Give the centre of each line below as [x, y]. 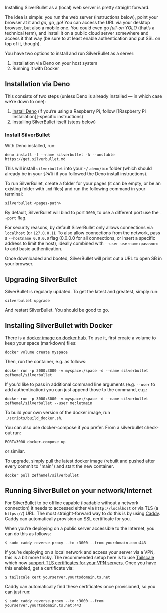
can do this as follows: [28, 534]
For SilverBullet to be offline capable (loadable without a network [72, 503]
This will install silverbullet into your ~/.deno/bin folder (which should [79, 168]
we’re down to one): [26, 101]
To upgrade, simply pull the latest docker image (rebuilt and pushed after [80, 461]
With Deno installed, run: [30, 146]
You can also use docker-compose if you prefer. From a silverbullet [74, 427]
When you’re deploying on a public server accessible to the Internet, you [80, 528]
